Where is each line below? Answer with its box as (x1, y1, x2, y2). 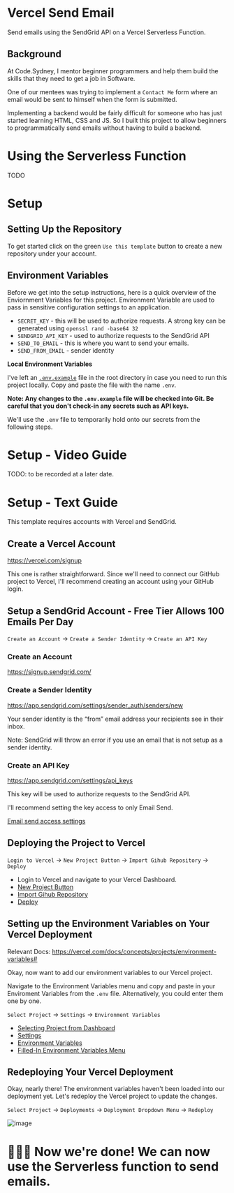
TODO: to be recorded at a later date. (7, 470, 114, 478)
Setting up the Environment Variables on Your (7, 918, 210, 930)
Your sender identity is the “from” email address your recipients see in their (7, 715, 224, 723)
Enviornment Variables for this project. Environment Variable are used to (7, 295, 215, 304)
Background (7, 48, 61, 60)
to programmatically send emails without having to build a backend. (7, 124, 202, 132)
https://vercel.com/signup (7, 557, 82, 565)
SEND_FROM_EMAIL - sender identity (17, 346, 115, 354)
